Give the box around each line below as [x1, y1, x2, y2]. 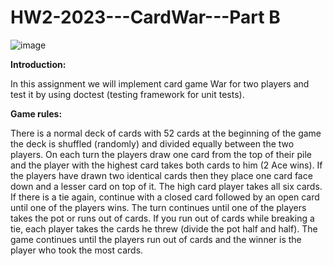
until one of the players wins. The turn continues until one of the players [10, 201, 307, 213]
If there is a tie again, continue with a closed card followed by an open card [10, 191, 320, 203]
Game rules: [10, 107, 63, 120]
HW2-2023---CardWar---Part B [10, 6, 281, 29]
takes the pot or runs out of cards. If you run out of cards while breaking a [10, 212, 315, 224]
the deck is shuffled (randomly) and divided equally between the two [10, 137, 295, 150]
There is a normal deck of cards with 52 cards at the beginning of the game [10, 127, 322, 139]
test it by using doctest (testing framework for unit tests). [10, 88, 245, 100]
